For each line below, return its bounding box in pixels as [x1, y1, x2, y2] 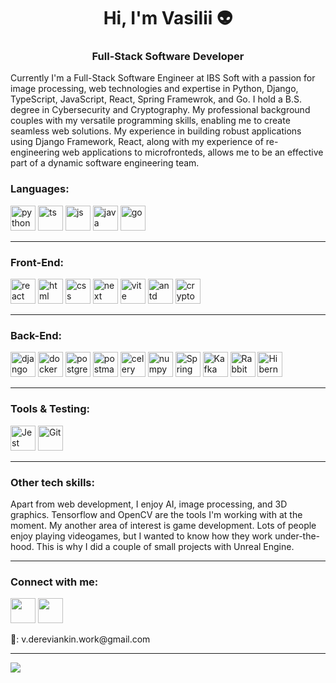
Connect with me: [10, 575, 99, 589]
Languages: [10, 182, 70, 196]
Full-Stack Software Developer [91, 50, 245, 64]
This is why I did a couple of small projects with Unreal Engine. [36, 540, 295, 552]
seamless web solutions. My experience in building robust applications [10, 125, 302, 137]
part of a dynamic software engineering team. [10, 157, 200, 169]
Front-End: [10, 255, 65, 269]
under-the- [274, 530, 321, 542]
